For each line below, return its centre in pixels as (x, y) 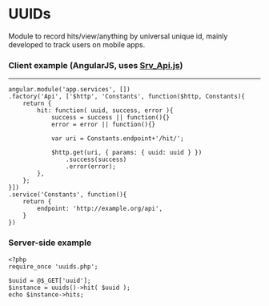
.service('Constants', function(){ (68, 195)
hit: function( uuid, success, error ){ (105, 111)
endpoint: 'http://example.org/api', (100, 209)
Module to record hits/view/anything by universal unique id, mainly (118, 36)
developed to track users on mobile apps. (77, 44)
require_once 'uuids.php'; (53, 266)
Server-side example (50, 243)
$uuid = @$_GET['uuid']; (50, 280)
